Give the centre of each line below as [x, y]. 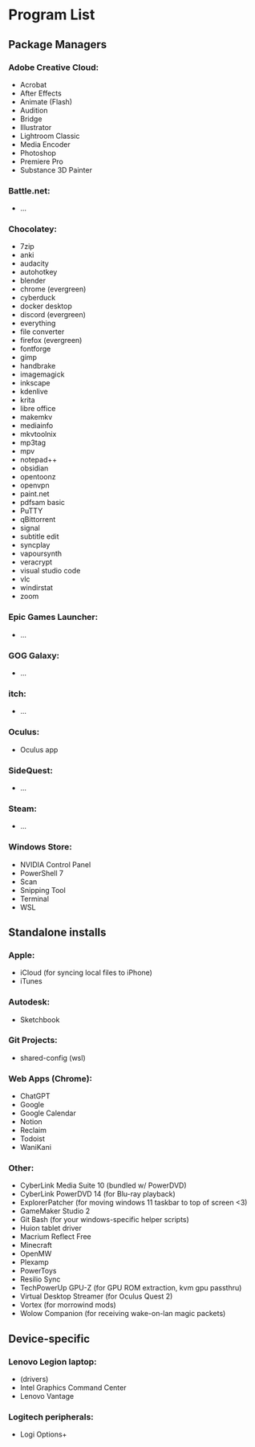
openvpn [34, 485]
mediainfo [36, 426]
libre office [38, 409]
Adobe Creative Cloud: [53, 67]
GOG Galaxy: [34, 655]
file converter [42, 332]
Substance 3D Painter [56, 169]
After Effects [40, 93]
